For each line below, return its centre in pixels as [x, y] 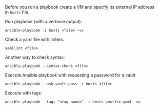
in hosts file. [17, 12]
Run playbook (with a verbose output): [44, 22]
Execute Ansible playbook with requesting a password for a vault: [71, 75]
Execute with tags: [24, 93]
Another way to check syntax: [35, 57]
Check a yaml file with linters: [35, 39]
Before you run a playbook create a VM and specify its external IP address [80, 7]
